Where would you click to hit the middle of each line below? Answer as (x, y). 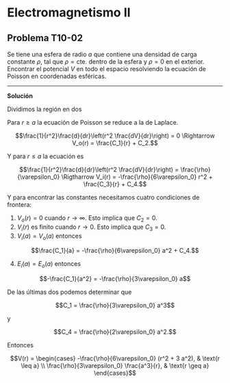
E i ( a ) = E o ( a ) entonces (49, 265)
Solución (20, 96)
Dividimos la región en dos (44, 109)
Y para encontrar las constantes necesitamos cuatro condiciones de (103, 197)
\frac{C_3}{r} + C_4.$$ (115, 184)
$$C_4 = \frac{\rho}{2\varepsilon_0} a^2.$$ (115, 332)
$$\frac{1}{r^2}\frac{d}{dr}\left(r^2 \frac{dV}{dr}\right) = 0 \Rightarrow (115, 136)
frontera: (20, 205)
